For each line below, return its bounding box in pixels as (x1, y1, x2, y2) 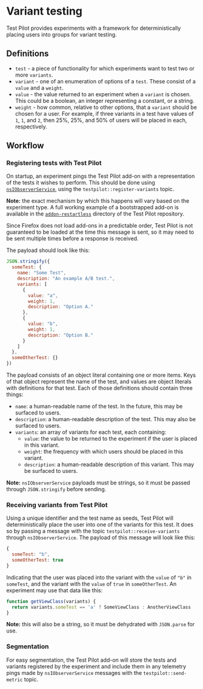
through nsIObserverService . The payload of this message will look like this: (6, 534, 196, 541)
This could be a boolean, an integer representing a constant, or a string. (15, 97, 195, 104)
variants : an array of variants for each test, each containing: (15, 428, 167, 436)
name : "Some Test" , (17, 270, 67, 276)
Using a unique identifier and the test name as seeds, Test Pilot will (6, 514, 174, 522)
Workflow (6, 141, 44, 151)
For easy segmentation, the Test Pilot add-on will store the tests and (6, 656, 177, 663)
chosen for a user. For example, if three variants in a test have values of (15, 110, 194, 117)
